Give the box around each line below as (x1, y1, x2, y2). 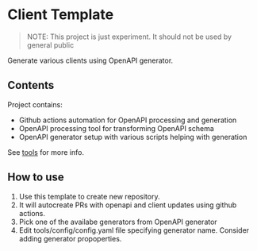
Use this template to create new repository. (18, 191, 160, 201)
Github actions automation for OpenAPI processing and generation (18, 115, 237, 125)
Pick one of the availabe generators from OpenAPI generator (18, 217, 217, 226)
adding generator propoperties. (18, 234, 122, 243)
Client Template (7, 6, 114, 24)
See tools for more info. (7, 147, 85, 156)
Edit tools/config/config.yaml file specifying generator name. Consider (18, 225, 250, 235)
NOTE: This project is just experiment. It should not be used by (26, 32, 232, 41)
